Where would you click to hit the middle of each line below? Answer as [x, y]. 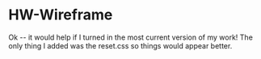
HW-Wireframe [61, 15]
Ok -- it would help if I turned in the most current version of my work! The [130, 37]
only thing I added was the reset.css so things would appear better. [120, 45]
